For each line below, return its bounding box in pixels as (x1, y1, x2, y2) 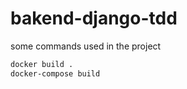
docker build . (10, 59, 74, 69)
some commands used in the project (10, 40, 162, 52)
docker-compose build (10, 68, 101, 79)
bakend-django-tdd (10, 7, 178, 30)
